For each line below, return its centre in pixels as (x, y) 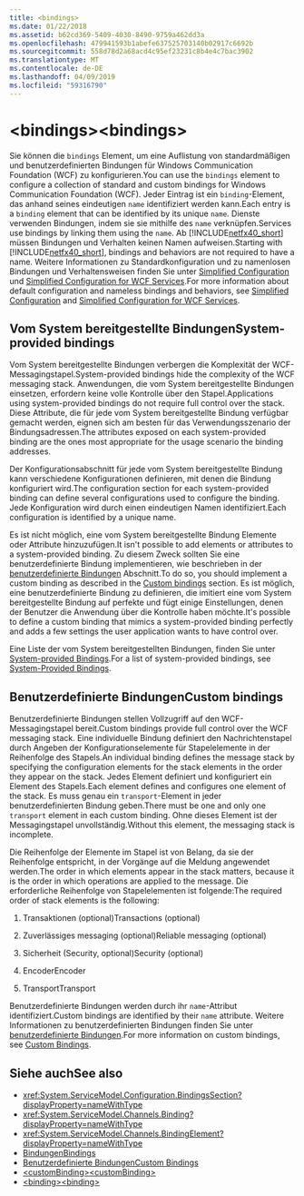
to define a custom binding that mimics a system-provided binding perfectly (151, 622)
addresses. (30, 451)
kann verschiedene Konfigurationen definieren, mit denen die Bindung (141, 479)
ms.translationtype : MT (54, 60)
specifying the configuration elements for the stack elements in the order (146, 767)
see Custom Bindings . (50, 1044)
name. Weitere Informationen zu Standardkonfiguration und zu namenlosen (150, 262)
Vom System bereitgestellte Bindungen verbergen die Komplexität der (140, 365)
